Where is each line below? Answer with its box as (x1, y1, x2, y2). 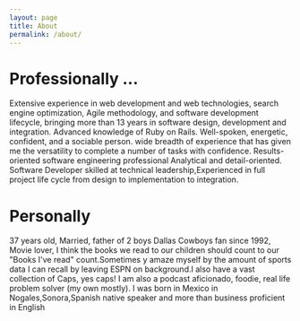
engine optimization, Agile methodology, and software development (9, 108, 260, 118)
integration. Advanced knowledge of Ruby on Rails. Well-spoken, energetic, (9, 126, 288, 137)
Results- (253, 145, 285, 157)
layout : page (9, 13, 58, 22)
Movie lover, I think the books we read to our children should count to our (9, 245, 280, 256)
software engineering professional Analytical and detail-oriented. (41, 155, 282, 166)
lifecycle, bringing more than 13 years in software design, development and (9, 117, 287, 128)
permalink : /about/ (9, 30, 82, 39)
